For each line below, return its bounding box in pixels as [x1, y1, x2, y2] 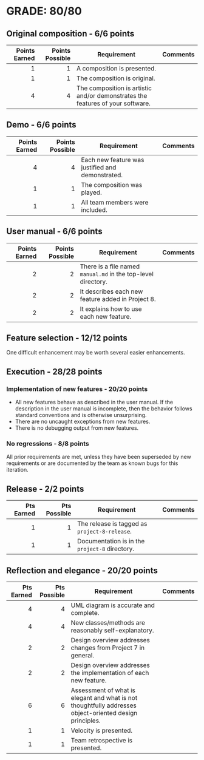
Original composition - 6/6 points [6, 29, 135, 39]
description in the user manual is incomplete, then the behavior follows [15, 405, 192, 412]
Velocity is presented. [70, 727, 133, 735]
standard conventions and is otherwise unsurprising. [15, 412, 147, 419]
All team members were [81, 198, 149, 206]
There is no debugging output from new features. [15, 424, 139, 432]
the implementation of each [70, 669, 149, 677]
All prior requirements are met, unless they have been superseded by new [6, 453, 191, 461]
